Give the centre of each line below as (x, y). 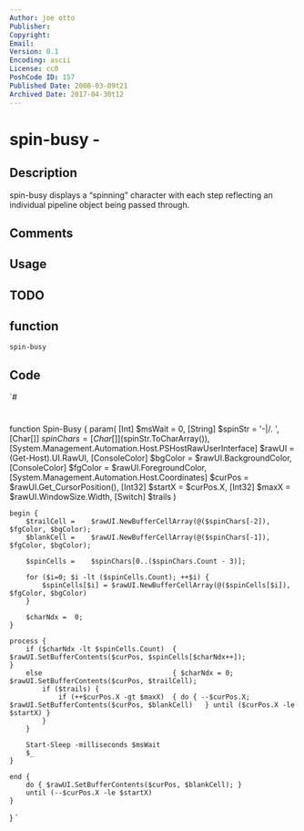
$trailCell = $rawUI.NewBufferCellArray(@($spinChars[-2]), (148, 522)
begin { (24, 514)
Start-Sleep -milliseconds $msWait (93, 745)
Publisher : (30, 26)
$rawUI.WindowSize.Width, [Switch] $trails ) (93, 497)
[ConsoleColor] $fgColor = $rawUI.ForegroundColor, (108, 468)
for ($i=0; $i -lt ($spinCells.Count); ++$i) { (117, 577)
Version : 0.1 (34, 52)
